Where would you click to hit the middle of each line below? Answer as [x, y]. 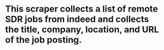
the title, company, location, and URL [82, 30]
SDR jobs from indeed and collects [77, 19]
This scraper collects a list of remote [82, 9]
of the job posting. [43, 40]
